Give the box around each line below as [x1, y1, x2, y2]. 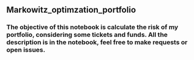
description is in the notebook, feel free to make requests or [6, 38, 188, 47]
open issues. [6, 45, 46, 54]
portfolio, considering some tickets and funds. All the [6, 30, 168, 39]
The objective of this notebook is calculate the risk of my [6, 23, 179, 32]
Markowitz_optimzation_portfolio [6, 5, 136, 15]
